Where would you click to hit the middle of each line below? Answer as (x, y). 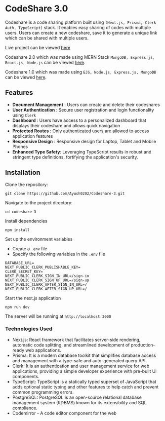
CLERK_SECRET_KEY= (24, 271)
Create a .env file (30, 249)
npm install (17, 230)
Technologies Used (29, 329)
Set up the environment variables (39, 239)
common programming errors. (43, 392)
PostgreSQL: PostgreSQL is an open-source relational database (77, 397)
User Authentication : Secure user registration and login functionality (83, 110)
